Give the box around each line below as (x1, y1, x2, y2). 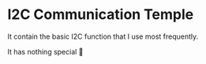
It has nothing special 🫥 (7, 47, 84, 56)
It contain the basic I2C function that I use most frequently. (7, 32, 199, 41)
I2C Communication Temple (7, 6, 194, 24)
